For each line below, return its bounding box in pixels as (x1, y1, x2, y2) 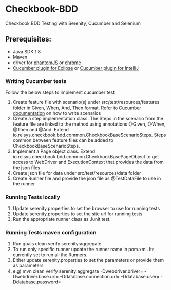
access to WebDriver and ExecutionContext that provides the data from (12, 159, 164, 165)
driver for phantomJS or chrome (12, 59, 81, 66)
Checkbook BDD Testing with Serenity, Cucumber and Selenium (5, 20, 141, 26)
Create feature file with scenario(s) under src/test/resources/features (12, 99, 160, 106)
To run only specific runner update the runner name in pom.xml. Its (12, 246, 155, 252)
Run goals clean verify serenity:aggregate (12, 240, 102, 246)
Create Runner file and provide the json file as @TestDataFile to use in (12, 175, 161, 182)
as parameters (12, 262, 44, 268)
